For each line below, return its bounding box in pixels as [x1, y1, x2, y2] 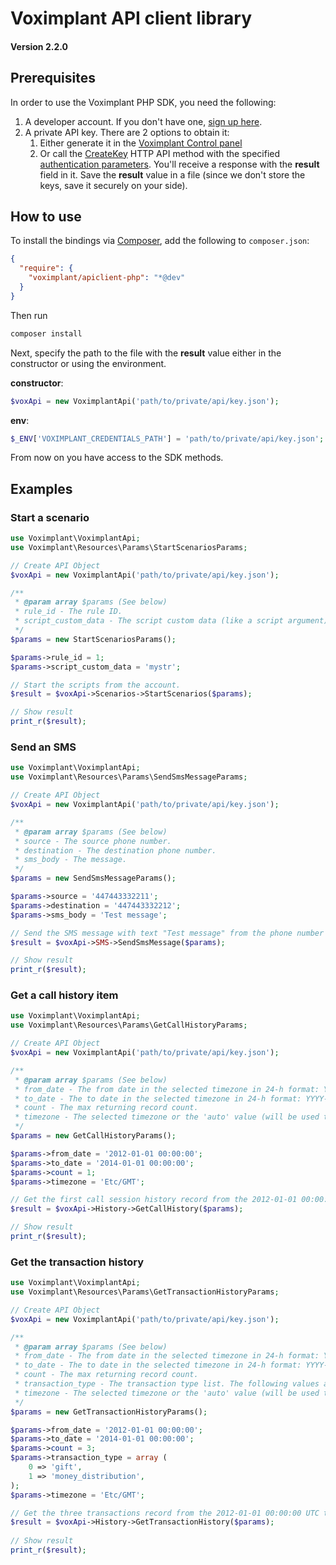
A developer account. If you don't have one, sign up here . [24, 115, 263, 127]
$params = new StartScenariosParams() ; [10, 634, 177, 644]
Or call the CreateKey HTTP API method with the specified [39, 147, 281, 159]
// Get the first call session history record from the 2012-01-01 [10, 1195, 298, 1205]
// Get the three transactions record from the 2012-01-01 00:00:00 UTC [10, 1508, 320, 1518]
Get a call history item [10, 988, 119, 1002]
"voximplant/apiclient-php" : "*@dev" [28, 273, 186, 283]
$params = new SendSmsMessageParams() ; [10, 873, 177, 884]
